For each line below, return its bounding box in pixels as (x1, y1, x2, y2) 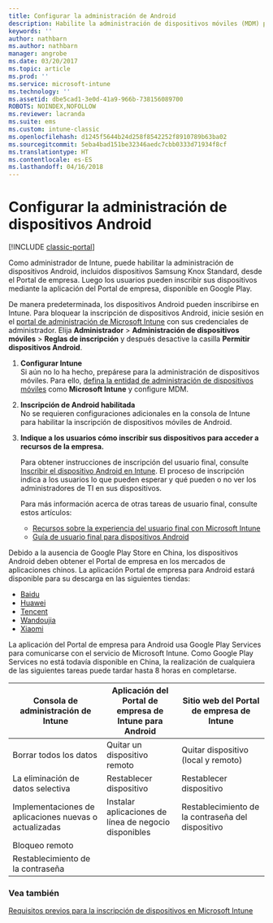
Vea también (8, 887, 59, 899)
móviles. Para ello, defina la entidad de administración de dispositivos (19, 375, 254, 386)
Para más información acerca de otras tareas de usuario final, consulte (19, 499, 258, 509)
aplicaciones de (106, 806, 167, 817)
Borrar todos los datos (12, 749, 97, 760)
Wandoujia (19, 615, 56, 626)
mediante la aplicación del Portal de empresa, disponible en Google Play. (8, 284, 253, 293)
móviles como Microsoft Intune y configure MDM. (19, 384, 189, 394)
